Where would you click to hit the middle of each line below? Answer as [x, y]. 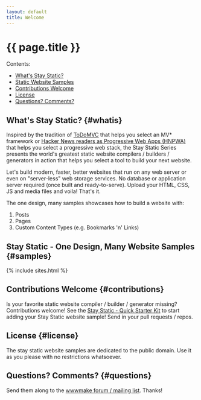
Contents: [18, 64]
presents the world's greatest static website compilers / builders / [88, 154]
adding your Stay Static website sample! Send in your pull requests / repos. [100, 317]
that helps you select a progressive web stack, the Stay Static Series [91, 148]
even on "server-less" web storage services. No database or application [96, 179]
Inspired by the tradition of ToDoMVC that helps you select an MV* [89, 135]
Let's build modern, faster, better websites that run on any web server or [97, 172]
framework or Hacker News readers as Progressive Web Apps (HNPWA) [96, 141]
